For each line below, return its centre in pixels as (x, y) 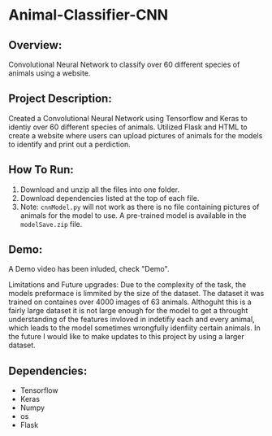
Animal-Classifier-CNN (89, 15)
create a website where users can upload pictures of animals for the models (136, 135)
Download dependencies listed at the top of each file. (110, 198)
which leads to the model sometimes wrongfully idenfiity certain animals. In (135, 328)
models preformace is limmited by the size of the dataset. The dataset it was (136, 294)
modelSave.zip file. (51, 224)
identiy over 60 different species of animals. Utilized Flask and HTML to (128, 127)
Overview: (35, 45)
